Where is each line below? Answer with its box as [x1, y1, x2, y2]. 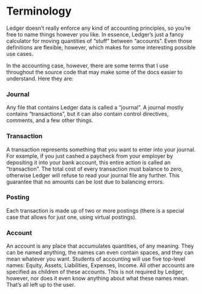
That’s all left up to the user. [6, 281, 76, 289]
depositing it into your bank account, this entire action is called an [6, 159, 171, 166]
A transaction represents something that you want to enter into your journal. [6, 146, 196, 153]
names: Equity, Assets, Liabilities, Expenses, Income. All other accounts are [6, 262, 195, 269]
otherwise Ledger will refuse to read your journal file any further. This [6, 171, 180, 179]
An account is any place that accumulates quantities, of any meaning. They [6, 242, 194, 250]
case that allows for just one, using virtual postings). [6, 213, 137, 220]
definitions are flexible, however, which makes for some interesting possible [6, 44, 196, 51]
